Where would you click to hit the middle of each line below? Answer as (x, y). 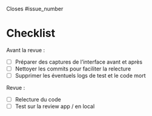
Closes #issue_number (35, 9)
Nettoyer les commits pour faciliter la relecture (73, 69)
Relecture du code (38, 100)
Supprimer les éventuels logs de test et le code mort (80, 76)
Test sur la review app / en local (55, 106)
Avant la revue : (26, 50)
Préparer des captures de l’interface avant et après (79, 62)
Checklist (31, 33)
